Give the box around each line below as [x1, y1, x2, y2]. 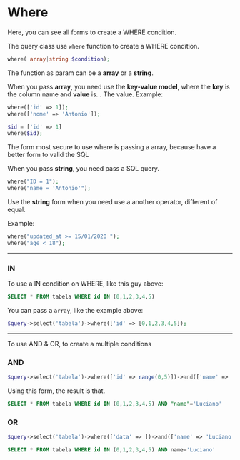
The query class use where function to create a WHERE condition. [7, 41, 200, 50]
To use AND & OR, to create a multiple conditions [7, 339, 152, 348]
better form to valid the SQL [7, 151, 89, 159]
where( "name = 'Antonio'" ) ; [7, 185, 91, 192]
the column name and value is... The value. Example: [7, 90, 163, 99]
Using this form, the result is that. [7, 386, 106, 395]
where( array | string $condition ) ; [7, 55, 111, 63]
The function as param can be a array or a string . [7, 69, 154, 77]
